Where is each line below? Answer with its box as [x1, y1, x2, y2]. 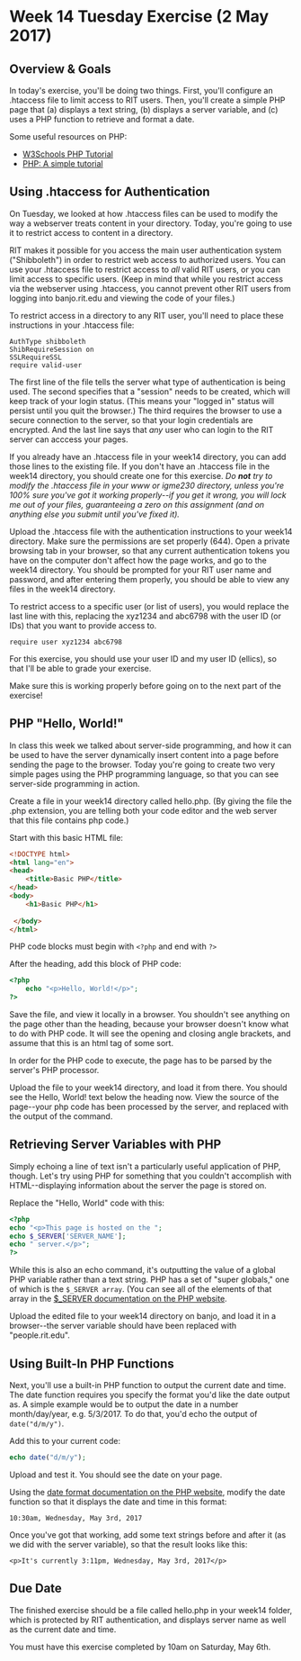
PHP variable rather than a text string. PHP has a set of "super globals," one [9, 1274, 290, 1285]
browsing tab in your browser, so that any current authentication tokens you [9, 545, 290, 555]
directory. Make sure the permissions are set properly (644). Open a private [9, 536, 290, 546]
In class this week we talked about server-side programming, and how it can [9, 740, 292, 751]
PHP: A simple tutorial [22, 158, 103, 168]
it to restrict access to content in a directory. [9, 227, 173, 238]
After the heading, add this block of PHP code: [9, 959, 181, 970]
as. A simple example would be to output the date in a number [9, 1399, 239, 1410]
